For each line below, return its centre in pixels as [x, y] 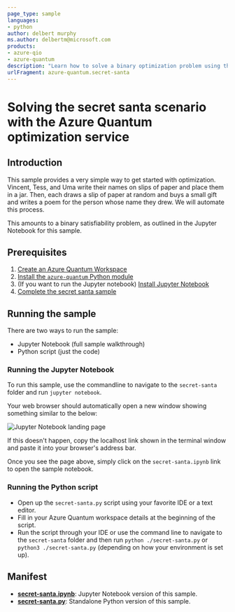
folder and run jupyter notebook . [55, 393]
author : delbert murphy [42, 33]
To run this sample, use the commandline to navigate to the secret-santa [112, 385]
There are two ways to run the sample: [63, 331]
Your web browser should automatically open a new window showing [107, 406]
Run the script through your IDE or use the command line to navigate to [120, 532]
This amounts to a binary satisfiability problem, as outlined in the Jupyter [112, 223]
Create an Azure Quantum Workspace [72, 269]
